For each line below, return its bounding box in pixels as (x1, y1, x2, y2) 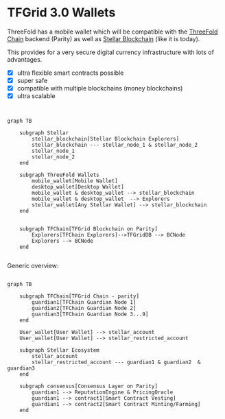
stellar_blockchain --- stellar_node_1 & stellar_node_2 (32, 142, 198, 149)
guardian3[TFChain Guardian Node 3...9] (32, 311, 149, 318)
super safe (16, 77, 48, 84)
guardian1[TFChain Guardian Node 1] (32, 299, 137, 306)
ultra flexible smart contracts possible (16, 69, 124, 77)
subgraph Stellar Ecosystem (19, 347, 99, 354)
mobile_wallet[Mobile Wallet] (32, 178, 118, 184)
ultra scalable (16, 92, 56, 100)
